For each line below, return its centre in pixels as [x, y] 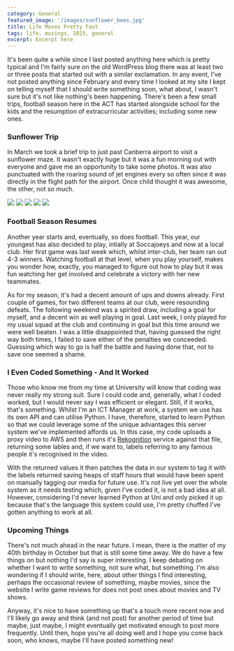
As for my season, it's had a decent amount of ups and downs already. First [116, 294]
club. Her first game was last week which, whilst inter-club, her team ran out [117, 251]
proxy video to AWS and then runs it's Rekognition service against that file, [115, 440]
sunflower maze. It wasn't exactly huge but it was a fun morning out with [112, 159]
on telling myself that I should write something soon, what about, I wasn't [112, 89]
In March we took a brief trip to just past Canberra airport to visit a [102, 152]
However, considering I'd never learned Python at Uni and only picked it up [115, 497]
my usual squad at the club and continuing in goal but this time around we [114, 324]
